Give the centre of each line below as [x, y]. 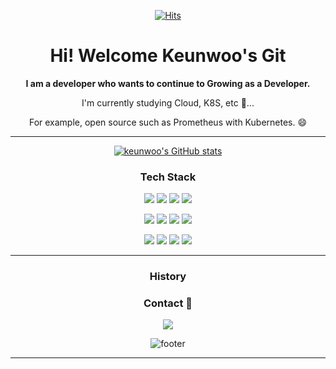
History [168, 277]
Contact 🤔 [168, 303]
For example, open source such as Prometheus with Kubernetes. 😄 [168, 122]
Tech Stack [168, 177]
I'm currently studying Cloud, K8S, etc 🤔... [168, 102]
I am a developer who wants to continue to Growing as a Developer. [168, 83]
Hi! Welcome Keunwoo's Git [168, 56]
